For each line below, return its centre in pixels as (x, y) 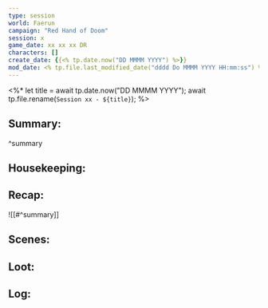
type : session (32, 16)
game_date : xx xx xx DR (48, 45)
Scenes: (29, 240)
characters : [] (33, 53)
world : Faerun (32, 23)
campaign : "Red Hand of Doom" (59, 30)
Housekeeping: (47, 168)
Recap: (26, 195)
